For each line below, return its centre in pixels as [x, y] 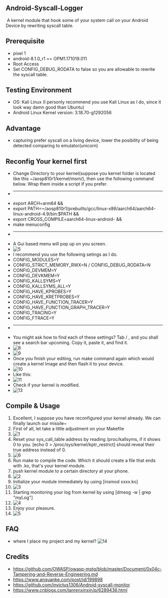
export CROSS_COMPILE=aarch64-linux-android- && [67, 219]
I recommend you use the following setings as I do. [65, 254]
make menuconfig [31, 224]
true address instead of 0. [39, 450]
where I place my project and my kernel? [55, 541]
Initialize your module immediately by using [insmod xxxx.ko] [76, 481]
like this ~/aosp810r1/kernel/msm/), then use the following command [83, 179]
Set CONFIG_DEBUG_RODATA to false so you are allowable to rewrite [84, 69]
